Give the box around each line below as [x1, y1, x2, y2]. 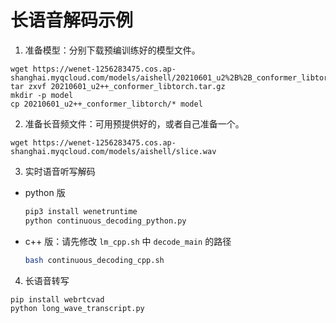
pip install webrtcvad [10, 294, 105, 305]
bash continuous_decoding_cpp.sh [24, 255, 165, 265]
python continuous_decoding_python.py [24, 216, 187, 226]
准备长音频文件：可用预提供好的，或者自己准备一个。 [24, 117, 245, 130]
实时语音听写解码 [24, 165, 96, 177]
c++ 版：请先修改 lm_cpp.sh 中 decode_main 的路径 [24, 235, 232, 247]
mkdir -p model [10, 90, 74, 100]
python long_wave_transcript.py [10, 303, 145, 313]
